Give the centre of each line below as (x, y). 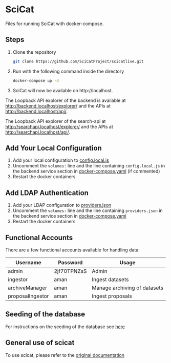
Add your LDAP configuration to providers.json (62, 205)
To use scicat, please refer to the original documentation (65, 355)
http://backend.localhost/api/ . (37, 111)
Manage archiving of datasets (128, 288)
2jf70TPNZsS (70, 271)
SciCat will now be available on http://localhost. (63, 90)
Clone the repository (34, 52)
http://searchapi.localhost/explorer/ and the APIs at (59, 126)
